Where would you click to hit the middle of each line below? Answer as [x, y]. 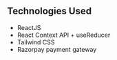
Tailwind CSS [36, 42]
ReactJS [29, 27]
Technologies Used [49, 11]
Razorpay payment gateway [57, 49]
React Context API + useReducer [64, 35]
